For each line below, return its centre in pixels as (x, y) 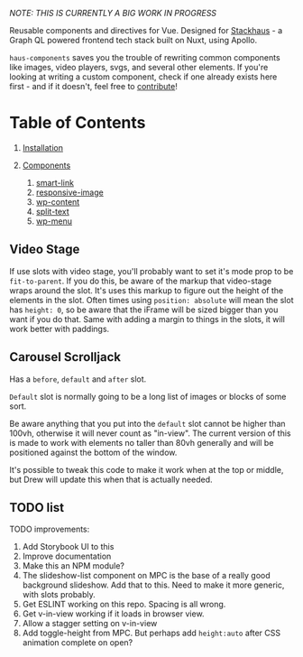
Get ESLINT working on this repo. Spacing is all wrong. (124, 605)
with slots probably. (59, 595)
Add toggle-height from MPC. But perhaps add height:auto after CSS (151, 633)
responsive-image (69, 192)
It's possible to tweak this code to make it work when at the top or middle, (147, 469)
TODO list (37, 508)
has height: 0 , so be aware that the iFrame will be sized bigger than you (144, 310)
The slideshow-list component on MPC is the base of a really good (146, 576)
